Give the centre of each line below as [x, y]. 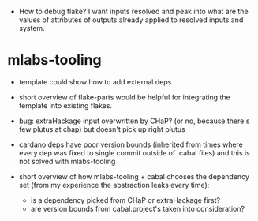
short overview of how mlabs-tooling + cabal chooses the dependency [134, 176]
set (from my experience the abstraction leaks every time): [114, 185]
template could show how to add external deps [95, 81]
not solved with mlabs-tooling [67, 161]
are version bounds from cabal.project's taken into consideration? [138, 208]
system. [32, 28]
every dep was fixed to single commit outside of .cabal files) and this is [134, 152]
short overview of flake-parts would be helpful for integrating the [124, 97]
